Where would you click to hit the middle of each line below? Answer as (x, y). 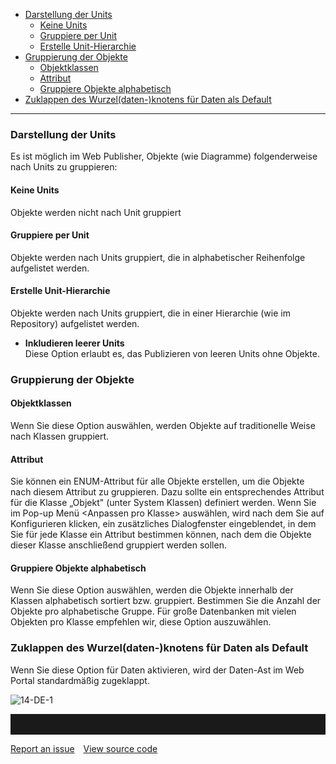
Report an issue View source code (84, 748)
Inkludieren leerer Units (74, 343)
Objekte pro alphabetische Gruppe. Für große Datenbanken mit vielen (153, 611)
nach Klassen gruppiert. (60, 436)
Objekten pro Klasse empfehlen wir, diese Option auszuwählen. (141, 622)
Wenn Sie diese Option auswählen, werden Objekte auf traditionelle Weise (163, 426)
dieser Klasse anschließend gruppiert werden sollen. (118, 545)
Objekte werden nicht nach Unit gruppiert (96, 212)
